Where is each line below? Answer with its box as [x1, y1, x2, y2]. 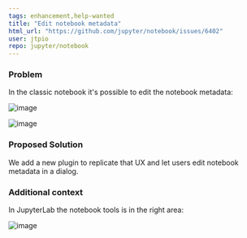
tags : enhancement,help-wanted [8, 11, 115, 20]
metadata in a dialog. [8, 166, 79, 175]
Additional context [8, 186, 84, 197]
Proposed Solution [8, 139, 84, 150]
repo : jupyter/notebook [8, 42, 89, 50]
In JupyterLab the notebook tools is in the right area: [8, 205, 184, 215]
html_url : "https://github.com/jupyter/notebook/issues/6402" [8, 27, 223, 35]
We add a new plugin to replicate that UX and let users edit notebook [8, 158, 240, 167]
